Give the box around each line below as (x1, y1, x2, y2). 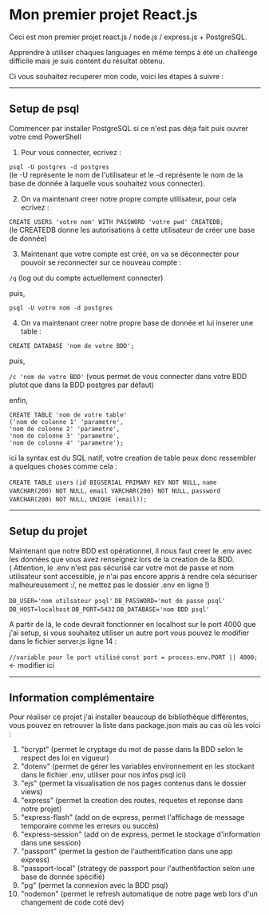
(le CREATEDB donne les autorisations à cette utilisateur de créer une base (9, 225, 255, 234)
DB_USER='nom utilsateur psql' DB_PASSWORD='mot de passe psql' (9, 597, 226, 605)
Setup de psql (9, 102, 79, 116)
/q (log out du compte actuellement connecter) (9, 273, 164, 282)
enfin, (9, 395, 29, 405)
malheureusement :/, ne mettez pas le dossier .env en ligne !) (9, 580, 210, 589)
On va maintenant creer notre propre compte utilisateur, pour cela (20, 194, 237, 203)
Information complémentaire (9, 690, 155, 705)
